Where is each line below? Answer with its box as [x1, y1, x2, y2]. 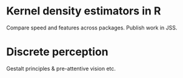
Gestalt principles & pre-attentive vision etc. [6, 65, 116, 72]
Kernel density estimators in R [6, 4, 161, 18]
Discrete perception [6, 45, 108, 59]
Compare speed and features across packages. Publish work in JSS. [6, 24, 178, 31]
